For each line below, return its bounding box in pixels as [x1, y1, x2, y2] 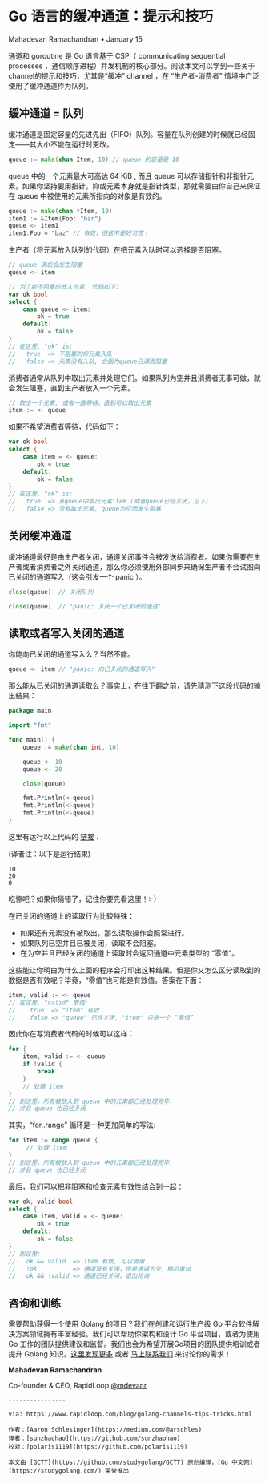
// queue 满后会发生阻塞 [8, 261, 82, 269]
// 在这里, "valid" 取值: [8, 999, 89, 1007]
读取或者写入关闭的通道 [8, 626, 124, 640]
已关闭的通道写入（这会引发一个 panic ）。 [8, 572, 147, 581]
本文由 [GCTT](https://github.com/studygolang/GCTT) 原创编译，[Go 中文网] [8, 1458, 254, 1467]
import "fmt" [8, 721, 52, 729]
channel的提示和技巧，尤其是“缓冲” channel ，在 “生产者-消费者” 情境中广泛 [8, 71, 260, 80]
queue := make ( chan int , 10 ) [22, 743, 120, 751]
